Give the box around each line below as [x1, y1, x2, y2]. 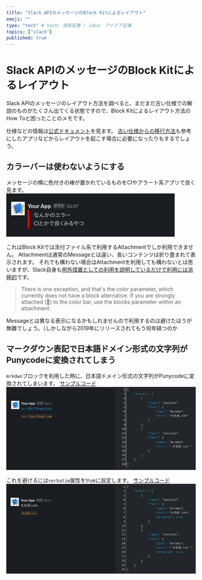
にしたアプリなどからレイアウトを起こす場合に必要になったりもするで [6, 135, 180, 142]
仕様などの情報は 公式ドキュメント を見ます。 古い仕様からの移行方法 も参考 [6, 127, 192, 135]
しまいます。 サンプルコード [26, 379, 97, 387]
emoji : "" [6, 16, 31, 22]
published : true [6, 35, 47, 41]
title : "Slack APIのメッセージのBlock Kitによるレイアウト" [6, 10, 146, 16]
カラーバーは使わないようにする [6, 162, 125, 172]
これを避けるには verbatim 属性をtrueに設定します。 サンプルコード [6, 477, 170, 484]
